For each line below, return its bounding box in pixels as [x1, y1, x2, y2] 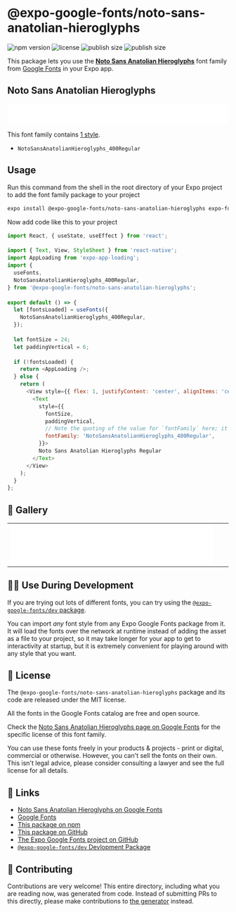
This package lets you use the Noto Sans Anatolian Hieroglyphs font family [7, 56, 227, 65]
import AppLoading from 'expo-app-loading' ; [7, 255, 140, 262]
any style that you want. [7, 649, 77, 657]
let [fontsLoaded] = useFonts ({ [13, 306, 109, 314]
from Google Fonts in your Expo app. [7, 64, 114, 72]
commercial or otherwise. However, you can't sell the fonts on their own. [7, 752, 217, 760]
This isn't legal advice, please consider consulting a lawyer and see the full [7, 759, 225, 768]
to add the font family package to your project [7, 190, 140, 198]
